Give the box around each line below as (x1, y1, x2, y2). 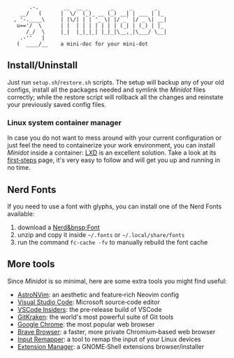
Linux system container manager (7, 117, 122, 127)
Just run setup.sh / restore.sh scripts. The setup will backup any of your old (7, 78, 225, 86)
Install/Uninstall (7, 59, 78, 71)
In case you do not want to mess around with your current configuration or (7, 134, 222, 142)
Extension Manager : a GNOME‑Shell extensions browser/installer (17, 342, 205, 350)
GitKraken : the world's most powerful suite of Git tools (17, 313, 174, 321)
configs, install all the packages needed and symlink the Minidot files (7, 85, 206, 94)
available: (7, 209, 35, 217)
